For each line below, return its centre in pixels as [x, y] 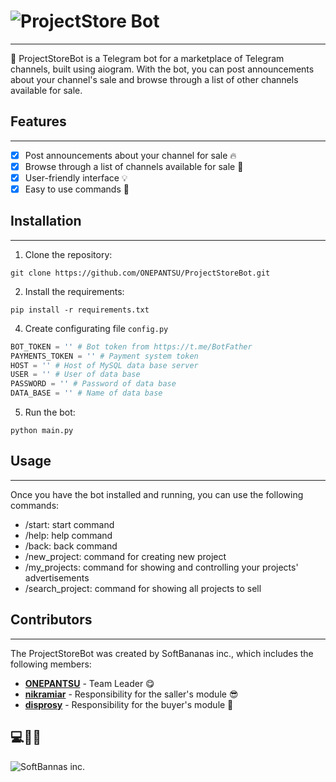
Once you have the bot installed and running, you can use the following [157, 494]
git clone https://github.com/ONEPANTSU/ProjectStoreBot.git [140, 273]
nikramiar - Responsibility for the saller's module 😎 [131, 694]
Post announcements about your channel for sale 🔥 [130, 155]
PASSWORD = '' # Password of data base [93, 384]
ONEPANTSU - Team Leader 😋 [89, 683]
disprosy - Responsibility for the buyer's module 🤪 [129, 704]
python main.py [42, 431]
